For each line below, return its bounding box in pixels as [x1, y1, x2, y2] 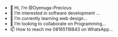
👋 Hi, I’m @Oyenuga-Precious [10, 5, 72, 10]
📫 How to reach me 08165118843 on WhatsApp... [10, 26, 113, 32]
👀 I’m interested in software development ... [10, 10, 100, 16]
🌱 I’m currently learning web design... [10, 15, 88, 21]
